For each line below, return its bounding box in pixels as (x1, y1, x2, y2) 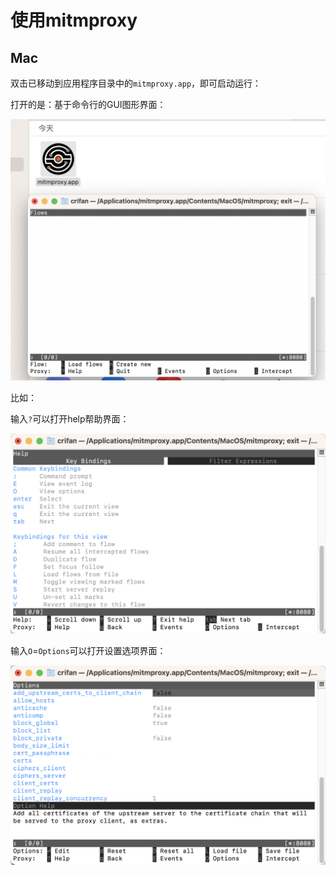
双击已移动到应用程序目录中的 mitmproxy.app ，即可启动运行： (10, 77, 262, 89)
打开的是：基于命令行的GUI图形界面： (10, 99, 167, 110)
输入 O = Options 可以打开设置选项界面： (10, 644, 167, 656)
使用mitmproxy (10, 9, 138, 32)
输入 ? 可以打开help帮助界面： (10, 413, 130, 425)
